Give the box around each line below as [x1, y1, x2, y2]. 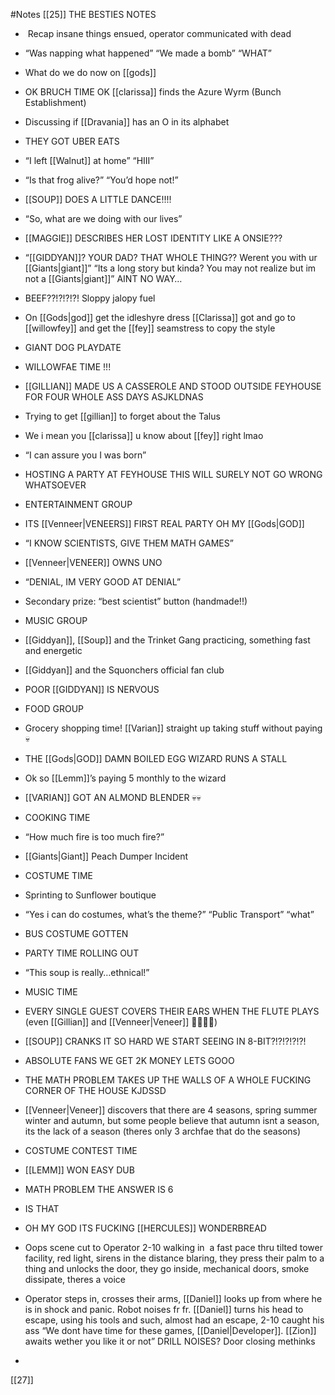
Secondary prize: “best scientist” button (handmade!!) [24, 595, 248, 607]
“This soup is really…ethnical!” [24, 967, 150, 978]
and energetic [24, 645, 83, 656]
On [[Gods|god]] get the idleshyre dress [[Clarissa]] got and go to [24, 312, 296, 323]
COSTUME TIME [24, 870, 93, 881]
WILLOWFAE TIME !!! [24, 361, 112, 373]
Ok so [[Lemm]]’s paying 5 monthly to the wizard [24, 772, 227, 784]
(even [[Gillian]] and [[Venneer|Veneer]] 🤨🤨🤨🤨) [24, 1016, 218, 1028]
